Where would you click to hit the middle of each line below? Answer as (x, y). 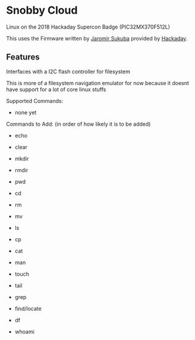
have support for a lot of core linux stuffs (56, 89)
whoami (24, 332)
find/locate (28, 308)
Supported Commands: (35, 101)
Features (23, 57)
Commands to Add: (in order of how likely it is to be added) (78, 124)
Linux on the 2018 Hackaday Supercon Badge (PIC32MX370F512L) (88, 27)
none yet (26, 112)
